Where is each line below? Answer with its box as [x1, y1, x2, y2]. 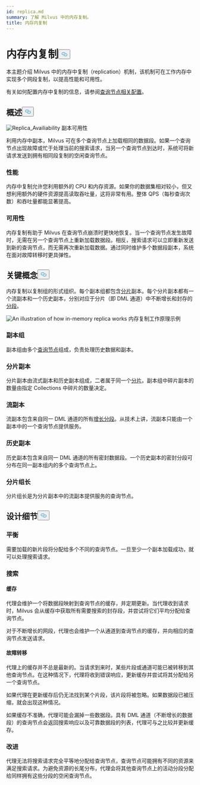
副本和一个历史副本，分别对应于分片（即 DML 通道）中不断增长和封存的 [16, 294, 193, 302]
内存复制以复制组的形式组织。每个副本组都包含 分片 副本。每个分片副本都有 [6, 287, 189, 294]
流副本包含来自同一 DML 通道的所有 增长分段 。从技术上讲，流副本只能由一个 [6, 415, 193, 423]
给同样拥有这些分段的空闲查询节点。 [6, 772, 95, 780]
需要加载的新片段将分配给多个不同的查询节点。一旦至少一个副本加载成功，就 [6, 545, 194, 553]
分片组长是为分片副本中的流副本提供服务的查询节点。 [6, 492, 137, 499]
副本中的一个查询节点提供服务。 [6, 423, 85, 430]
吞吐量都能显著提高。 [21, 198, 74, 205]
